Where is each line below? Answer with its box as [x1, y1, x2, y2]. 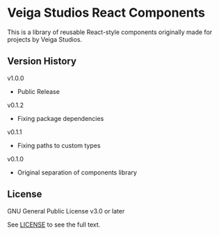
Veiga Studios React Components [7, 5, 205, 21]
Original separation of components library [17, 168, 138, 177]
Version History [7, 56, 76, 67]
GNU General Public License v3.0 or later [7, 206, 125, 215]
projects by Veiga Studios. [7, 35, 82, 43]
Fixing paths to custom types [17, 141, 101, 149]
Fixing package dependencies [17, 114, 104, 122]
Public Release [17, 87, 60, 95]
